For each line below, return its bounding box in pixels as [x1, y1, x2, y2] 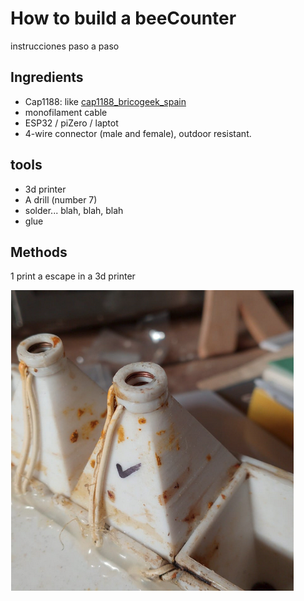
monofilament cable [24, 106, 108, 118]
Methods [10, 243, 68, 261]
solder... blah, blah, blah [24, 204, 124, 216]
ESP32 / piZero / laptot [24, 117, 119, 129]
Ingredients [10, 69, 84, 86]
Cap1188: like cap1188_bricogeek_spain [24, 95, 187, 107]
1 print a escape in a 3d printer [10, 270, 136, 282]
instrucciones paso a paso [10, 40, 120, 52]
